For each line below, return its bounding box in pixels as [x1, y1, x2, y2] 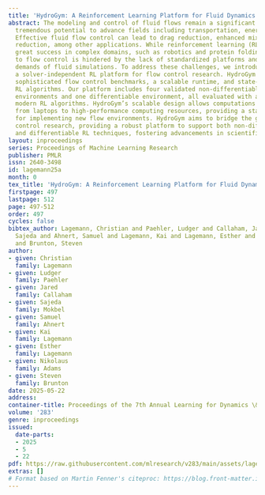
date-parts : [15, 430, 55, 439]
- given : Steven [8, 372, 62, 380]
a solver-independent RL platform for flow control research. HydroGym [15, 70, 256, 78]
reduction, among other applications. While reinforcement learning [15, 41, 245, 49]
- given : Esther [8, 342, 62, 350]
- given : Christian [8, 254, 73, 262]
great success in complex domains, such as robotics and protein [15, 48, 235, 56]
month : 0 [8, 173, 37, 182]
